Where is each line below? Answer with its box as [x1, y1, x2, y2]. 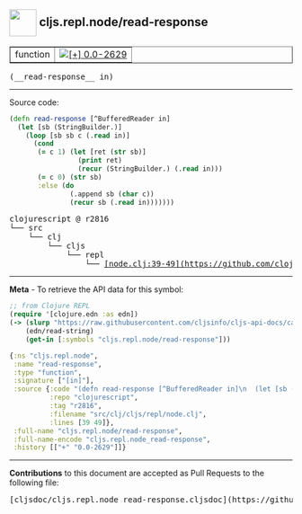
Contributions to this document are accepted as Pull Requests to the [9, 468, 265, 479]
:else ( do [37, 181, 75, 190]
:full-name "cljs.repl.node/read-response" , [13, 426, 182, 436]
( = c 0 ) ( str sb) [37, 173, 102, 182]
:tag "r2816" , [49, 402, 102, 411]
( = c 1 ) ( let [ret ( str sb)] [37, 147, 147, 157]
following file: [9, 477, 59, 488]
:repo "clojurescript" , [49, 393, 139, 403]
